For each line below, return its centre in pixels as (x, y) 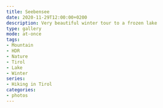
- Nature (17, 56)
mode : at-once (24, 34)
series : (16, 79)
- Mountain (20, 46)
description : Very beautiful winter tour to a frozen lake (82, 23)
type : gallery (24, 28)
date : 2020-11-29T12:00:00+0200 (47, 17)
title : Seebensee (28, 12)
